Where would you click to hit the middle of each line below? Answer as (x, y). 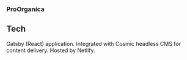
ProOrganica (25, 9)
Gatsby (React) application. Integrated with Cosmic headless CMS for (94, 43)
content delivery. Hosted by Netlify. (51, 50)
